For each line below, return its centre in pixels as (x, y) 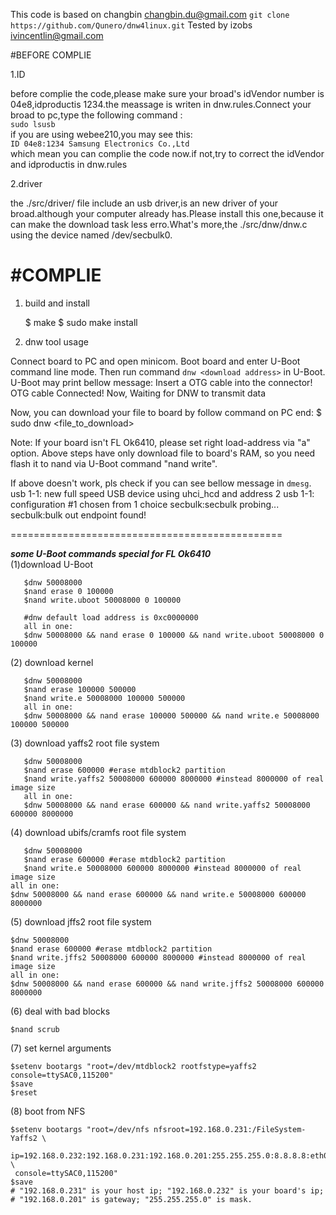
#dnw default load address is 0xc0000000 (111, 617)
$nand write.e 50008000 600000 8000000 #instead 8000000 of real (162, 868)
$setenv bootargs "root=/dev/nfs (80, 1129)
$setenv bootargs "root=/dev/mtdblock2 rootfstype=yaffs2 (133, 1066)
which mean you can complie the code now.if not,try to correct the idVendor (167, 153)
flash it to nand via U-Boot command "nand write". (114, 463)
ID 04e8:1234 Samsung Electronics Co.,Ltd (100, 144)
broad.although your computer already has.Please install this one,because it (167, 213)
